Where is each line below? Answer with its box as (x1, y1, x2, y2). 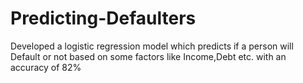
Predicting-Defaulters (10, 7, 197, 30)
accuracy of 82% (10, 61, 82, 73)
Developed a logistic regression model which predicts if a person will (10, 40, 294, 52)
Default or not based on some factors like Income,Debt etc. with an (10, 50, 287, 62)
